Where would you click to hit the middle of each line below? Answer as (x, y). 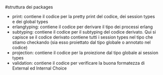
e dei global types (30, 22)
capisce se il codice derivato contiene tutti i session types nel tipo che (82, 37)
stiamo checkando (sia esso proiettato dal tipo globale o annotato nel (81, 42)
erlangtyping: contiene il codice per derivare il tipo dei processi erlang (82, 27)
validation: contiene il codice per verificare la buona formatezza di (78, 63)
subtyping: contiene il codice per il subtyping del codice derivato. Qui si (84, 32)
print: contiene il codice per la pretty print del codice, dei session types (83, 16)
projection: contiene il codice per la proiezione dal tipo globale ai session (85, 53)
